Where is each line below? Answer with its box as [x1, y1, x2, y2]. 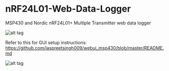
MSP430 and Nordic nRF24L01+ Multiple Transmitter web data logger [5, 20, 151, 26]
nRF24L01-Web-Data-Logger [5, 3, 131, 15]
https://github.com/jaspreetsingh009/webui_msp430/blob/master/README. [5, 45, 164, 51]
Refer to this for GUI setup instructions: [5, 39, 87, 46]
